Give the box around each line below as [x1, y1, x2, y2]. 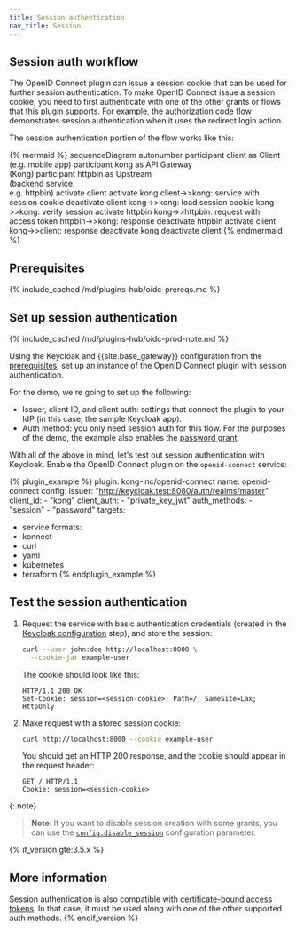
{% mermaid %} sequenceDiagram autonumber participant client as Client [9, 150, 281, 161]
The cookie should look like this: [21, 669, 140, 680]
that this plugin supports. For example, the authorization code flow [9, 106, 253, 116]
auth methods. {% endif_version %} [9, 912, 139, 924]
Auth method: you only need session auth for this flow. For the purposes [21, 423, 286, 434]
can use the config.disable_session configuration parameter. [30, 827, 257, 838]
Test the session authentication [9, 594, 188, 609]
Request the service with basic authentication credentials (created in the [21, 618, 287, 629]
